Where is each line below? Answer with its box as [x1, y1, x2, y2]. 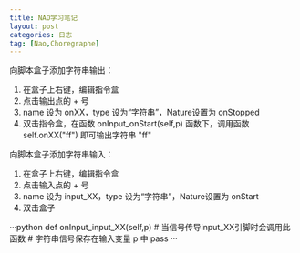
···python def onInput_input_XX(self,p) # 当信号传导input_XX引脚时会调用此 [9, 222, 291, 233]
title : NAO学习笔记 [9, 13, 78, 23]
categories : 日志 [9, 30, 73, 39]
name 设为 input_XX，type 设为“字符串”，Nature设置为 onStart [22, 191, 260, 202]
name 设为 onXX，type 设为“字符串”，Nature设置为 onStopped [22, 106, 260, 118]
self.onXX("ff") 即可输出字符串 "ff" [22, 129, 152, 141]
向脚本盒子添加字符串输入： [9, 149, 114, 160]
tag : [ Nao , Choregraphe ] [9, 38, 100, 48]
